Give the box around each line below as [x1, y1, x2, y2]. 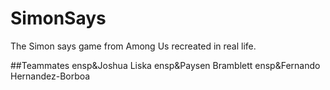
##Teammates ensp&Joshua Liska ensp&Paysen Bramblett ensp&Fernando [10, 59, 321, 71]
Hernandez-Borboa [10, 70, 91, 82]
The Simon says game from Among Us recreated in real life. [10, 40, 257, 52]
